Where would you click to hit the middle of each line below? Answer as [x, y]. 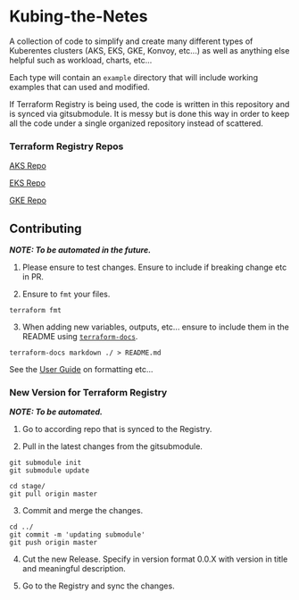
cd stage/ [28, 487]
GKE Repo [28, 200]
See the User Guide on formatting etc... [81, 370]
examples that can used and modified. [79, 87]
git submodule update [50, 471]
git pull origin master [54, 494]
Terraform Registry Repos [66, 146]
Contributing [46, 228]
